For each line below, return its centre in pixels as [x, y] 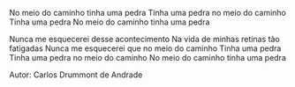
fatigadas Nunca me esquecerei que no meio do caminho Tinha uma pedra [145, 48]
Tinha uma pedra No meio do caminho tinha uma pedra [110, 22]
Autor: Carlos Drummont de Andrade [76, 75]
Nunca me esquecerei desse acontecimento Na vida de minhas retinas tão [144, 39]
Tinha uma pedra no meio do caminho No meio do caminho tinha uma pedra [148, 58]
